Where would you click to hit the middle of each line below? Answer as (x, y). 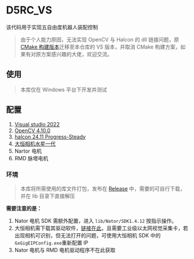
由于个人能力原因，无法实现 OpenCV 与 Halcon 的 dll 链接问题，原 (100, 39)
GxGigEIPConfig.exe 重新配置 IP (51, 243)
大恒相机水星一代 (35, 143)
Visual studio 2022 (37, 124)
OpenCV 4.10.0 (32, 130)
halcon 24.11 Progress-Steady (50, 137)
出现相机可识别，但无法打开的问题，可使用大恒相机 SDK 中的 (88, 235)
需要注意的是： (24, 208)
